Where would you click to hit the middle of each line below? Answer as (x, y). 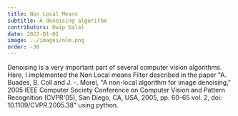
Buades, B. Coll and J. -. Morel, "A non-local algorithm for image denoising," (119, 82)
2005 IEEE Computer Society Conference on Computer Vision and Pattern (116, 90)
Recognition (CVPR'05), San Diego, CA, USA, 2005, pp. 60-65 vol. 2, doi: (115, 97)
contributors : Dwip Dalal (46, 27)
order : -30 (24, 47)
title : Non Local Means (43, 14)
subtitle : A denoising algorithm (57, 21)
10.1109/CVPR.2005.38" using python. (63, 105)
